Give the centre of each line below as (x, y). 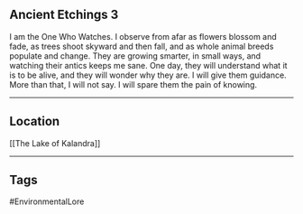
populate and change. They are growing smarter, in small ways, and (135, 56)
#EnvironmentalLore (47, 201)
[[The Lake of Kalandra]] (55, 143)
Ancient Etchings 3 (64, 15)
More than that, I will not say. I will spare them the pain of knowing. (133, 84)
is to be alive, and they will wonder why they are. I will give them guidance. (148, 75)
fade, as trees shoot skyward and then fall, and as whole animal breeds (142, 46)
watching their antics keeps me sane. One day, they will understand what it (148, 65)
